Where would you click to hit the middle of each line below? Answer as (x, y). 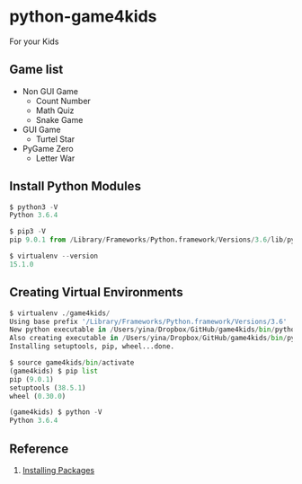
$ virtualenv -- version (54, 256)
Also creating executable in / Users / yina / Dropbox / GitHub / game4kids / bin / (148, 339)
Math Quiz (55, 110)
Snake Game (59, 119)
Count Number (63, 101)
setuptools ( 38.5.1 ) (48, 388)
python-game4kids (83, 17)
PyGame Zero (48, 148)
